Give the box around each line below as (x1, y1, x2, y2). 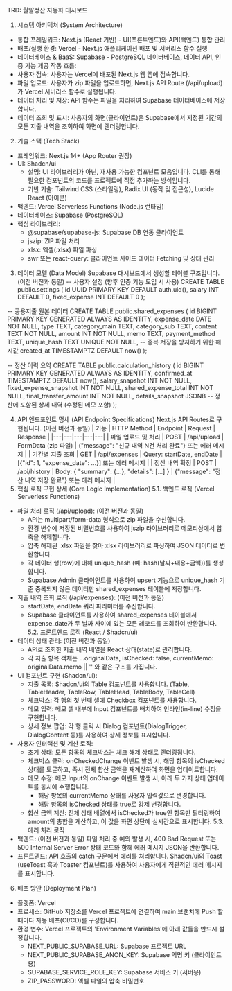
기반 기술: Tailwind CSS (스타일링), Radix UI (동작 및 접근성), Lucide (27, 185, 215, 193)
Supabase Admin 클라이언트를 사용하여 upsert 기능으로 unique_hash (27, 576, 218, 584)
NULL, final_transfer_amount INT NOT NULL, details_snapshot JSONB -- (7, 392, 213, 400)
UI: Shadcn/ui (17, 159, 57, 168)
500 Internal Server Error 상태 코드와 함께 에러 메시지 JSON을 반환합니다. (17, 843, 220, 851)
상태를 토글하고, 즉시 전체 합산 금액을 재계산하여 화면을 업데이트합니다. (27, 765, 218, 773)
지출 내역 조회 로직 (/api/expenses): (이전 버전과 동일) (17, 593, 165, 602)
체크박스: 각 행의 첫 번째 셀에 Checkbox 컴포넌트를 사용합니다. (27, 696, 197, 704)
